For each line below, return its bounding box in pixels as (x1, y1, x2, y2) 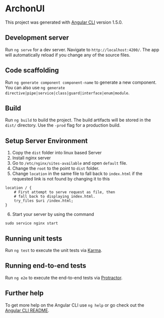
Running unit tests (5, 234, 62, 243)
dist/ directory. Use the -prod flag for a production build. (5, 122, 121, 128)
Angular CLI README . (5, 307, 50, 313)
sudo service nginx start (5, 221, 58, 226)
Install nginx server (12, 155, 51, 161)
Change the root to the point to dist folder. (12, 166, 100, 172)
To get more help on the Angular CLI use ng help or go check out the (5, 302, 144, 308)
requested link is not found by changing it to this (12, 176, 110, 182)
